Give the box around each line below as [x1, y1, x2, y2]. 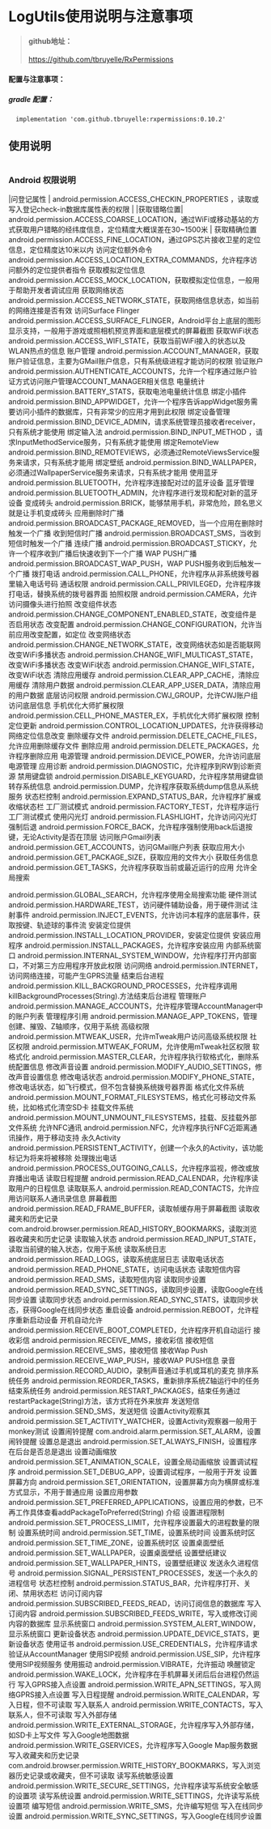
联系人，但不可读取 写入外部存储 [8, 1710, 117, 1720]
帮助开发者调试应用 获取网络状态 [15, 285, 124, 296]
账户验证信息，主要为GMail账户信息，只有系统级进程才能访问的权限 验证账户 [8, 356, 264, 366]
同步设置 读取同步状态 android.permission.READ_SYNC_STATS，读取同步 [8, 1295, 252, 1305]
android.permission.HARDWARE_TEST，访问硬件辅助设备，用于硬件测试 [8, 900, 249, 910]
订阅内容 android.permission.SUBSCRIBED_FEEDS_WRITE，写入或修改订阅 [8, 1609, 257, 1618]
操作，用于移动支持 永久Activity [15, 1133, 121, 1143]
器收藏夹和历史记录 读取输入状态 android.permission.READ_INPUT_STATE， [8, 1234, 260, 1244]
